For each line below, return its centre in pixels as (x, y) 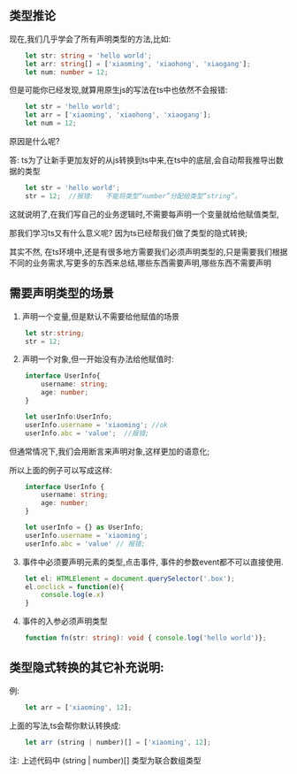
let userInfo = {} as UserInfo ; (84, 527)
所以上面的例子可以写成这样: (61, 470)
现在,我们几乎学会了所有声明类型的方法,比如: (90, 39)
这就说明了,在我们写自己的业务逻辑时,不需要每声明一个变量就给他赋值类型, (145, 214)
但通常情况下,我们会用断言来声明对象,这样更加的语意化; (110, 451)
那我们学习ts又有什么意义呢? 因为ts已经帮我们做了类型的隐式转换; (128, 233)
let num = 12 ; (51, 123)
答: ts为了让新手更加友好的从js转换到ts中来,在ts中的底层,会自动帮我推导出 (143, 160)
